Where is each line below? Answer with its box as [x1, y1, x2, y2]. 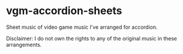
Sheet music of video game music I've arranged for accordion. [6, 23, 158, 31]
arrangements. [6, 41, 42, 48]
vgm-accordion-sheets [6, 4, 122, 18]
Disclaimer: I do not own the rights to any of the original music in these [6, 35, 178, 42]
